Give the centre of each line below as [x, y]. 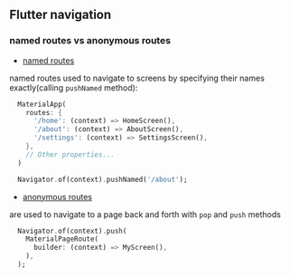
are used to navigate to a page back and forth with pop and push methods [145, 214]
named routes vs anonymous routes [90, 41]
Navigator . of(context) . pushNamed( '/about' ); [103, 179]
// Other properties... [70, 154]
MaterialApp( [42, 104]
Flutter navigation [61, 15]
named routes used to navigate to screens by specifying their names [137, 78]
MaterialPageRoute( [62, 239]
